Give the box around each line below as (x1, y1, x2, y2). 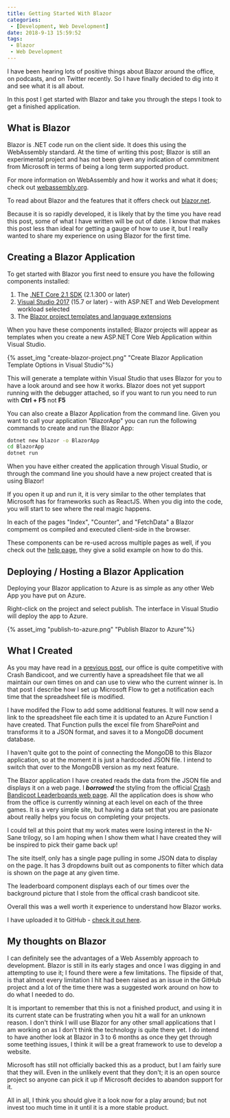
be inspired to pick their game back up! (7, 841, 118, 849)
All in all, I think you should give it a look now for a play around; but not (7, 1096, 207, 1104)
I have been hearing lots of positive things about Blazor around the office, (7, 67, 215, 76)
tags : (7, 36, 23, 43)
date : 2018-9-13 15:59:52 (7, 29, 81, 36)
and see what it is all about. (7, 82, 84, 90)
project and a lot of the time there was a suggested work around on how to (7, 983, 219, 991)
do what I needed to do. (7, 990, 75, 999)
